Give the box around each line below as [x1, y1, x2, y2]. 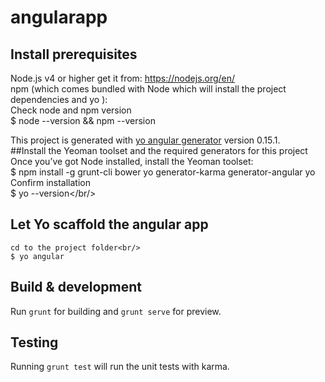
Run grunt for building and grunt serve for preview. [10, 305, 222, 317]
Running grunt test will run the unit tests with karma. [10, 361, 230, 373]
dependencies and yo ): [10, 94, 108, 105]
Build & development [10, 279, 142, 296]
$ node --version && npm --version [10, 115, 156, 126]
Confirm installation [10, 177, 91, 188]
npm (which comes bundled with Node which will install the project [10, 83, 287, 95]
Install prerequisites [10, 46, 138, 63]
